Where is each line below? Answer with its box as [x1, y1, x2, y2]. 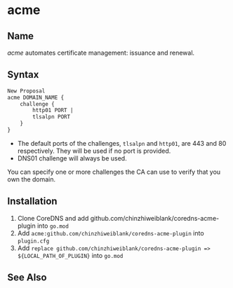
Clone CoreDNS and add [17, 214, 89, 222]
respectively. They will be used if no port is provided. [17, 146, 171, 155]
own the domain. [7, 174, 56, 184]
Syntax [7, 69, 39, 81]
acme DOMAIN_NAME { [7, 94, 65, 101]
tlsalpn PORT [32, 114, 71, 121]
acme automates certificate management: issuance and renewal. [7, 48, 195, 57]
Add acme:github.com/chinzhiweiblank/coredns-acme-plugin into [17, 228, 205, 237]
